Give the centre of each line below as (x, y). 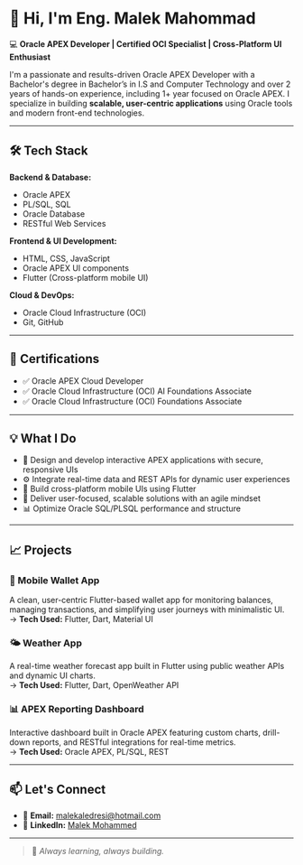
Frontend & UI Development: (63, 241)
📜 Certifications (55, 359)
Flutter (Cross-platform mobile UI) (85, 277)
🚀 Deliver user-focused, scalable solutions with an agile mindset (142, 498)
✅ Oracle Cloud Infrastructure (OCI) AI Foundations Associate (137, 391)
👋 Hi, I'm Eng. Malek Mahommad (133, 19)
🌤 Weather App (46, 643)
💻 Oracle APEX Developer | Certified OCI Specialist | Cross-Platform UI (146, 43)
